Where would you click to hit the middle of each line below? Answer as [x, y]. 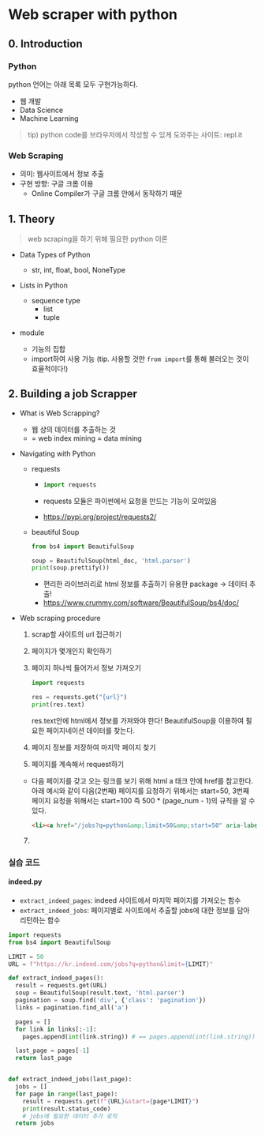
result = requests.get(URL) [62, 986]
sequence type [56, 300]
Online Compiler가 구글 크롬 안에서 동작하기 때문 [107, 194]
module [32, 333]
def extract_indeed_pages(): [56, 978]
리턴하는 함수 [40, 920]
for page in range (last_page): [67, 1094]
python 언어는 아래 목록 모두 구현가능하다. [73, 84]
